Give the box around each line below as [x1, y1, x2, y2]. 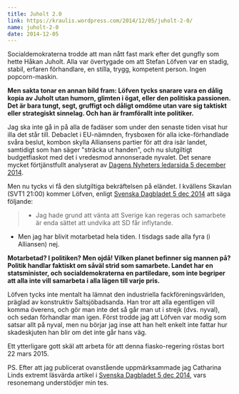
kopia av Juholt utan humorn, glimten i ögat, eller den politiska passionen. [7, 94, 231, 103]
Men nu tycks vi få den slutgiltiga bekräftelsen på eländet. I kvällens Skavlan [7, 182, 232, 191]
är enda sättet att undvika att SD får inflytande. [35, 219, 173, 227]
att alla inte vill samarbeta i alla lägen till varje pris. [7, 276, 161, 285]
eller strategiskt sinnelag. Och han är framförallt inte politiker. [7, 109, 194, 118]
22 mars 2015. [7, 350, 49, 358]
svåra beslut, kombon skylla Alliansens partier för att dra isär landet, [7, 138, 208, 147]
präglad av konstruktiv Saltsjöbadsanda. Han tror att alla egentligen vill [7, 298, 215, 306]
